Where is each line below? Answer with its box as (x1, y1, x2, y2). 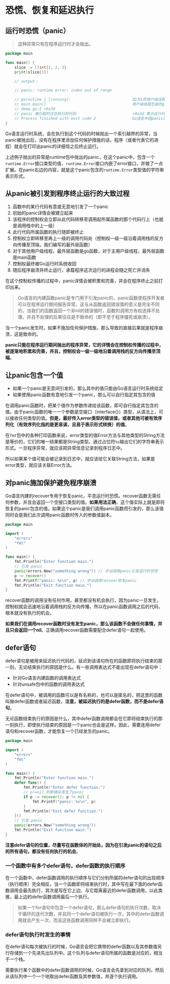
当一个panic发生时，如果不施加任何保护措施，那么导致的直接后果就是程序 (5, 325, 159, 331)
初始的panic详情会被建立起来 (12, 210, 73, 216)
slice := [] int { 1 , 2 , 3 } (14, 64, 67, 70)
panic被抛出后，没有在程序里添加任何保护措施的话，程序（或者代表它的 (5, 137, 154, 143)
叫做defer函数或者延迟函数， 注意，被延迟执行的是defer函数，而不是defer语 (5, 698, 163, 704)
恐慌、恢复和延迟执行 (5, 5, 95, 16)
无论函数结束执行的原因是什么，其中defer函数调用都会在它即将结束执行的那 (5, 716, 163, 722)
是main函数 (12, 254, 36, 260)
